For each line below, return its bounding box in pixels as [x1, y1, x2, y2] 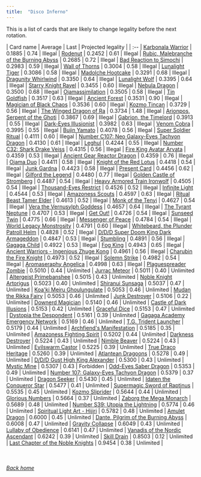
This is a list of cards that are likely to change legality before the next [6, 25, 177, 32]
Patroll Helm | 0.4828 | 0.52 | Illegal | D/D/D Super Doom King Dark [6, 228, 172, 235]
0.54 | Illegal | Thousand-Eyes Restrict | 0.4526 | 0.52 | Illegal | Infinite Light [6, 184, 194, 191]
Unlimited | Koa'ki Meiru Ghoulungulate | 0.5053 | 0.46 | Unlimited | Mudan [6, 286, 191, 293]
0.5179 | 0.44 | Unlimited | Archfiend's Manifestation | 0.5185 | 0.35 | [6, 324, 175, 331]
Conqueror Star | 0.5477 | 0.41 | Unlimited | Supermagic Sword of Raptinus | [6, 381, 194, 389]
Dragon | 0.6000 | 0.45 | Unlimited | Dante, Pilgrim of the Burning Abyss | [6, 413, 187, 421]
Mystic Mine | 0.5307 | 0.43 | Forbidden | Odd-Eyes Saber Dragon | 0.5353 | [6, 362, 195, 369]
